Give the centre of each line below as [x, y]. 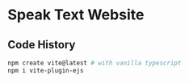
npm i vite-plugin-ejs [46, 70]
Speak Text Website [76, 15]
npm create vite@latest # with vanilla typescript [94, 63]
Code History [42, 45]
